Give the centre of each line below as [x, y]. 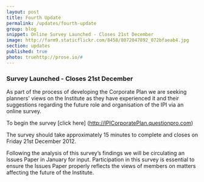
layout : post [23, 12]
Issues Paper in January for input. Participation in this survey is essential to [100, 159]
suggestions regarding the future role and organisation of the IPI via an [95, 105]
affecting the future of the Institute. [50, 172]
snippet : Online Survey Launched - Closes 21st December [80, 35]
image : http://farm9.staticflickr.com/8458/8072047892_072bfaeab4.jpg [98, 40]
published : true [27, 52]
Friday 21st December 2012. [41, 141]
